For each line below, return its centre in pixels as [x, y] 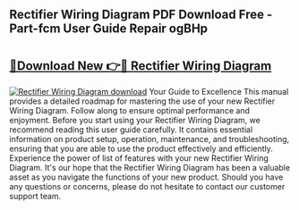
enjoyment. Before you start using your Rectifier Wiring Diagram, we [135, 120]
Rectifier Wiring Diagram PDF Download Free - [141, 15]
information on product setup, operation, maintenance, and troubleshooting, [149, 139]
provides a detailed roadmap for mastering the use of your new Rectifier [142, 101]
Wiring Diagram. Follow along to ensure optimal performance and [130, 110]
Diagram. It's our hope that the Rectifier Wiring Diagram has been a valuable [150, 168]
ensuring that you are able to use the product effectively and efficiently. [141, 148]
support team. [35, 196]
